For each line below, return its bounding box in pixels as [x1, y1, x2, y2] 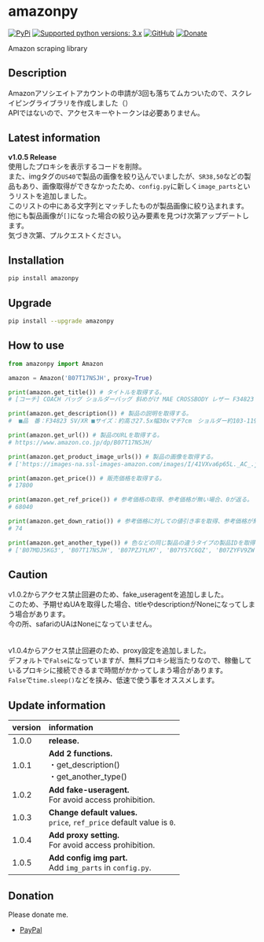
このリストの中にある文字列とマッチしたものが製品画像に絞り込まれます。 [8, 201, 249, 210]
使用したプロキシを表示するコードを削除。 [8, 161, 146, 171]
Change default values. [48, 807, 137, 818]
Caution [8, 567, 49, 581]
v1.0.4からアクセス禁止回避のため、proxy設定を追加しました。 [8, 646, 211, 656]
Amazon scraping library [8, 43, 88, 53]
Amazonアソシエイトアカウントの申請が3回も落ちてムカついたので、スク [8, 88, 246, 98]
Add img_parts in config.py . [48, 863, 152, 874]
